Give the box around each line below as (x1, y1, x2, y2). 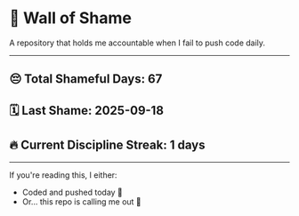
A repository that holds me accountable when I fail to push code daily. (9, 37, 265, 48)
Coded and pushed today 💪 (21, 187, 123, 197)
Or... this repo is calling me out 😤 (21, 196, 142, 207)
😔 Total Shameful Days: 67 (9, 71, 163, 87)
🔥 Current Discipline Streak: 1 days (9, 138, 206, 153)
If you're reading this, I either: (9, 169, 117, 180)
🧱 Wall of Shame (9, 8, 132, 28)
